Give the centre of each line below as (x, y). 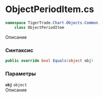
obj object (16, 85)
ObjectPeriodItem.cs (50, 9)
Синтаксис (19, 50)
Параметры (21, 73)
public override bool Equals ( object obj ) (49, 61)
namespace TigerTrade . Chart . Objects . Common (52, 23)
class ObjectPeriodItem (39, 27)
